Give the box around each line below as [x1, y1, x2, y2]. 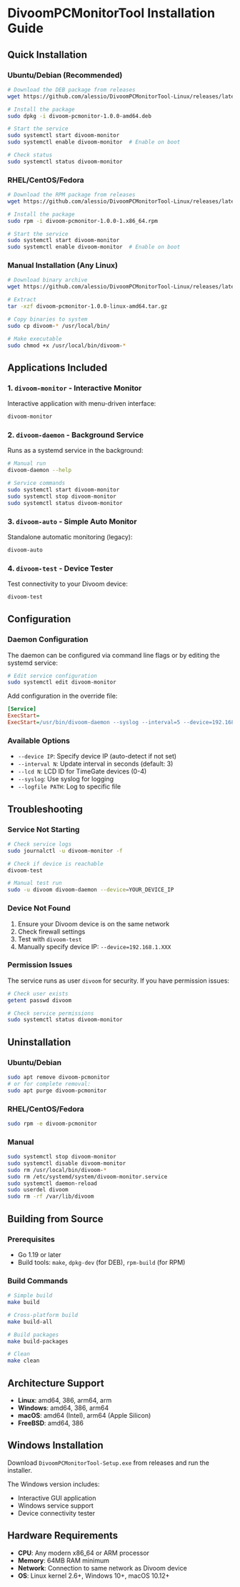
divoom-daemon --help [7, 466, 72, 474]
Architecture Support [7, 1377, 105, 1389]
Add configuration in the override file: [7, 691, 118, 701]
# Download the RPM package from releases [7, 191, 136, 199]
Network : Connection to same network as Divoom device [17, 1563, 187, 1572]
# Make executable [7, 335, 62, 342]
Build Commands [7, 1276, 69, 1286]
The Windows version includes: [7, 1480, 100, 1488]
